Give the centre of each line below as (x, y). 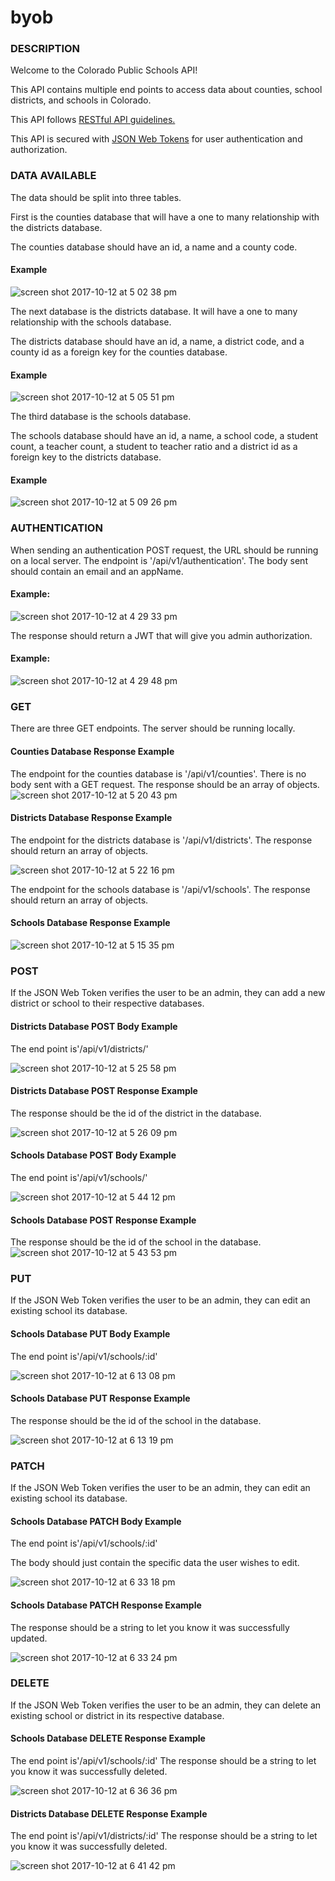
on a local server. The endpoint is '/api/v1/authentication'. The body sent (159, 560)
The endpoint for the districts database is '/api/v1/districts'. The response (161, 840)
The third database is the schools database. (101, 417)
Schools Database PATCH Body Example (96, 1521)
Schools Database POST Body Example (93, 1155)
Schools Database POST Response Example (103, 1220)
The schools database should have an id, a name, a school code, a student (164, 436)
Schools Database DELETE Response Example (108, 1738)
